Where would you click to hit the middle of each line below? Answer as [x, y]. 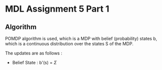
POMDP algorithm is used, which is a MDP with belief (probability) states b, [81, 38]
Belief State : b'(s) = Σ [35, 62]
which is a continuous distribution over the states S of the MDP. [69, 44]
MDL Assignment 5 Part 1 [57, 9]
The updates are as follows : [34, 53]
